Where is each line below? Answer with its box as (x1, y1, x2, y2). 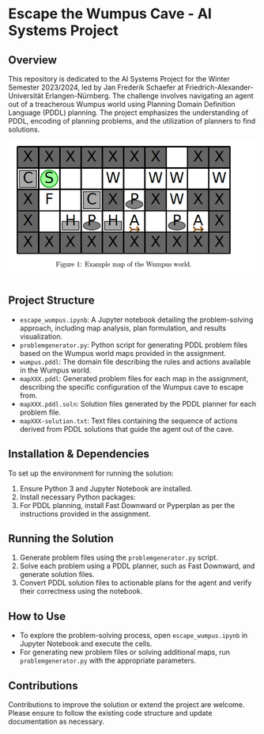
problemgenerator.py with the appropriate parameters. (19, 656, 197, 666)
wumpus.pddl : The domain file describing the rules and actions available (19, 357, 251, 366)
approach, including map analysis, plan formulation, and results (19, 323, 227, 333)
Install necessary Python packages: (19, 492, 136, 502)
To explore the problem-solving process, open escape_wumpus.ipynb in (19, 631, 248, 640)
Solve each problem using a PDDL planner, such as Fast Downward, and (19, 561, 255, 571)
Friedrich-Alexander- (185, 82, 254, 92)
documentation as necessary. (8, 717, 105, 726)
